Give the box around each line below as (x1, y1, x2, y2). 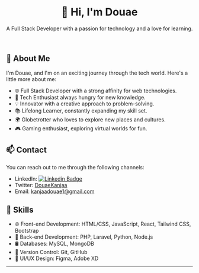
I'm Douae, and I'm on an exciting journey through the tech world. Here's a (6, 69, 188, 76)
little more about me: (6, 75, 57, 82)
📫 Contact (6, 145, 47, 155)
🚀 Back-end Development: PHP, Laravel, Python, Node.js (14, 233, 153, 240)
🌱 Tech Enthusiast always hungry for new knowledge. (14, 94, 146, 101)
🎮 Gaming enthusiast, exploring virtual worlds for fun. (14, 124, 147, 132)
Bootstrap (14, 227, 39, 235)
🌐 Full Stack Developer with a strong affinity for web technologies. (14, 87, 177, 94)
